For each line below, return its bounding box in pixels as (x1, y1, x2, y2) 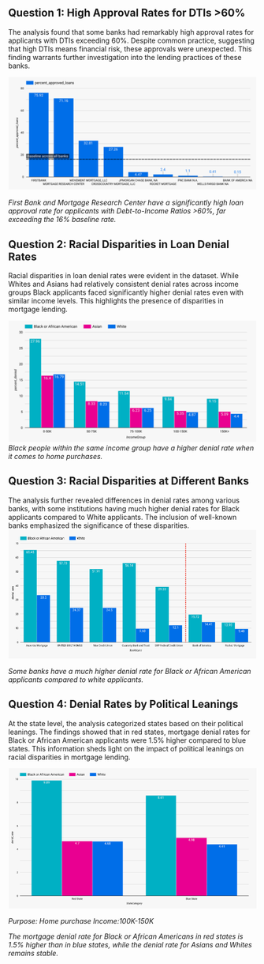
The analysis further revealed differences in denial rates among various (8, 495, 240, 505)
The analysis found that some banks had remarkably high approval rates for (8, 27, 255, 36)
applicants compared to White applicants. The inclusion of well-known (8, 512, 237, 522)
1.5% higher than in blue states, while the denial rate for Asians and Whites (8, 940, 252, 950)
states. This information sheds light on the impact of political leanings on (8, 744, 244, 753)
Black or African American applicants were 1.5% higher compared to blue (8, 735, 247, 745)
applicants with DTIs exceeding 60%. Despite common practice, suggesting (8, 36, 255, 45)
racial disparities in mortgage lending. (8, 752, 131, 762)
